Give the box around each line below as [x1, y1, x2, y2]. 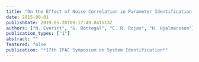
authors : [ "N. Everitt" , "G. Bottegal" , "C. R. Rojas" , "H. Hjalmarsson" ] [6, 25, 195, 31]
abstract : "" [6, 36, 38, 42]
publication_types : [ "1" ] [6, 31, 70, 37]
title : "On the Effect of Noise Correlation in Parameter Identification [6, 8, 192, 15]
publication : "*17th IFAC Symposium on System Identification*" [6, 47, 168, 53]
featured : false [6, 42, 46, 48]
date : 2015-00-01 [6, 14, 49, 20]
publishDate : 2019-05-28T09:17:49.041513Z [6, 19, 113, 25]
